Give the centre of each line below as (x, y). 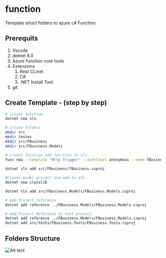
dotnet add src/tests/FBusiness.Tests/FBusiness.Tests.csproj (70, 223)
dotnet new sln (21, 119)
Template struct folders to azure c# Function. (51, 23)
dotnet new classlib (26, 182)
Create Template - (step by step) (56, 103)
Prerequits (22, 38)
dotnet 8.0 (23, 55)
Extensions (23, 66)
